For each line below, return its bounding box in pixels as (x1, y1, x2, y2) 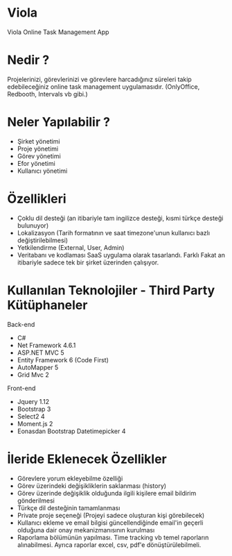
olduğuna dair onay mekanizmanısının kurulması (17, 525, 155, 534)
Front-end (7, 384, 36, 392)
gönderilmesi (17, 496, 55, 505)
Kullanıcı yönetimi (17, 167, 68, 175)
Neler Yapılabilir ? (7, 115, 111, 130)
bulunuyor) (17, 221, 49, 230)
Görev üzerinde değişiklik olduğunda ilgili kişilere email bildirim (17, 489, 197, 497)
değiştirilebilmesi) (17, 236, 68, 244)
